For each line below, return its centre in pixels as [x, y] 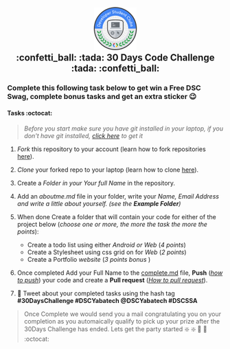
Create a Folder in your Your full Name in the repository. [96, 183]
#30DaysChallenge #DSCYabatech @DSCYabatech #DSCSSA [107, 300]
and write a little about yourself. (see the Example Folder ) [99, 203]
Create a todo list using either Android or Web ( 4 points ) [107, 245]
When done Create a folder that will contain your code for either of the [116, 216]
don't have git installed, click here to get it [83, 135]
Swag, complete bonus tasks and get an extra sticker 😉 [102, 97]
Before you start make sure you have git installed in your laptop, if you [124, 128]
